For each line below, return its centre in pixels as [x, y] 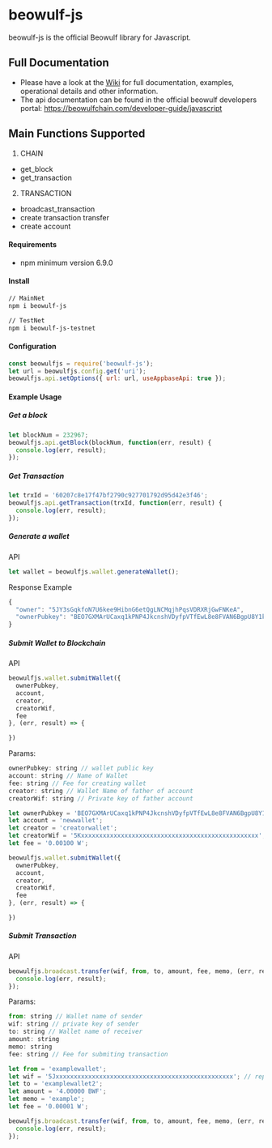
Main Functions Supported [77, 134]
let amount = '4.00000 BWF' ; [57, 1091]
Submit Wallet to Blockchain [57, 642]
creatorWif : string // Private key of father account [101, 798]
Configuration [32, 347]
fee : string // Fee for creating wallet [78, 783]
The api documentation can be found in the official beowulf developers [138, 100]
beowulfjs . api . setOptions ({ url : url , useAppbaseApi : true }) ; [117, 378]
